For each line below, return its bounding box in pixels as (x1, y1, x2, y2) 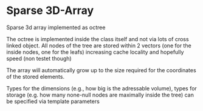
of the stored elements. (6, 73, 65, 80)
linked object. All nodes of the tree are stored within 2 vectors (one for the (6, 42, 191, 49)
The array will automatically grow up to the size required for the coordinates (6, 66, 196, 73)
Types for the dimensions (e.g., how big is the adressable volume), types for (6, 84, 198, 92)
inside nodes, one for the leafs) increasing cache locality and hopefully (6, 48, 184, 55)
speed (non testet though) (6, 55, 72, 62)
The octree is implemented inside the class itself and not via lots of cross (6, 35, 190, 42)
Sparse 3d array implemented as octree (6, 24, 106, 31)
